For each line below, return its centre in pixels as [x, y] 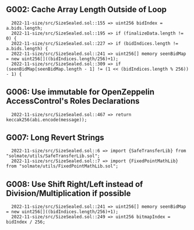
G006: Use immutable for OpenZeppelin [80, 92]
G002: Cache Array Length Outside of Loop [87, 10]
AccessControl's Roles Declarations [73, 101]
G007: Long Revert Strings [55, 137]
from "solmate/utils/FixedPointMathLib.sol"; [62, 166]
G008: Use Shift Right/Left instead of [75, 184]
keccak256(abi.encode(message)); [47, 120]
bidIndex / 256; [26, 222]
